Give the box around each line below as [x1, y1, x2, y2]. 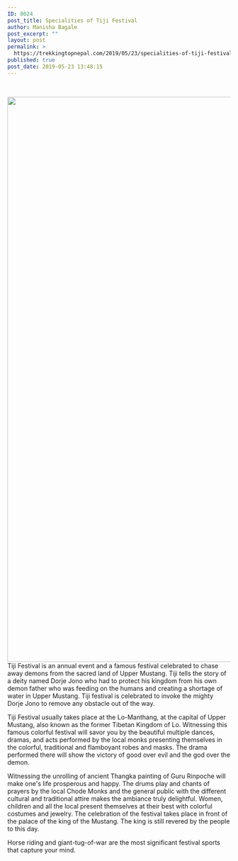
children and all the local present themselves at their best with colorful [7, 801, 212, 810]
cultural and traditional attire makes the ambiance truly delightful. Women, [7, 794, 223, 803]
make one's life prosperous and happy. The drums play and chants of [7, 779, 210, 787]
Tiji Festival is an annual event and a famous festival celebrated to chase [7, 661, 219, 670]
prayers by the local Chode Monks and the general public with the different [7, 787, 227, 795]
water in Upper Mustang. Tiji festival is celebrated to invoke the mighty [7, 692, 214, 700]
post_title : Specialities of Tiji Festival [7, 17, 138, 24]
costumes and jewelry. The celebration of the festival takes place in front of [7, 809, 228, 818]
